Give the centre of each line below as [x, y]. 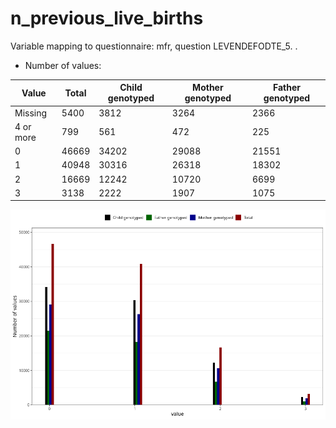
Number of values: [63, 65]
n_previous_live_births [107, 18]
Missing [31, 113]
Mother [208, 88]
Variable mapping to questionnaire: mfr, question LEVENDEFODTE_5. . [154, 46]
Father [286, 88]
